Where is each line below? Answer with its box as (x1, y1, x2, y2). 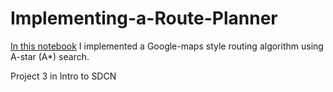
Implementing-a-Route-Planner (10, 7, 278, 30)
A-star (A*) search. (10, 50, 90, 62)
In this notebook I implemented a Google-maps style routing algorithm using (10, 40, 324, 52)
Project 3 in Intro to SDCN (10, 70, 117, 82)
